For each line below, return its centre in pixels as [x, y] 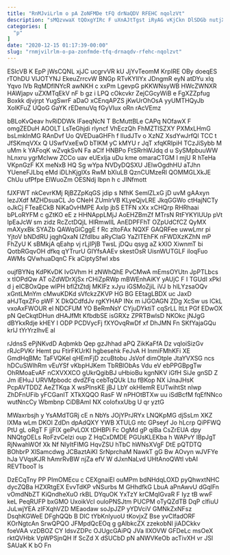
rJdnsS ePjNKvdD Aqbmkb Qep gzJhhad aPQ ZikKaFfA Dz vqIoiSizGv [105, 343]
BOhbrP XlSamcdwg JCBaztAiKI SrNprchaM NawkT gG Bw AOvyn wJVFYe [113, 451]
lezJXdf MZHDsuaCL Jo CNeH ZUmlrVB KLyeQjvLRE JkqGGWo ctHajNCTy [113, 200]
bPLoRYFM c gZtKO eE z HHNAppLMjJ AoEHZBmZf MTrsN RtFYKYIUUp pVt [115, 214]
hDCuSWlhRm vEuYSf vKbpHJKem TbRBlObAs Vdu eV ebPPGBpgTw [104, 365]
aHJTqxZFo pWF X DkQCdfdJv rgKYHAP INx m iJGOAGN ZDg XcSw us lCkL [115, 301]
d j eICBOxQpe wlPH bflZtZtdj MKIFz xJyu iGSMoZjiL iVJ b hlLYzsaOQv [107, 286]
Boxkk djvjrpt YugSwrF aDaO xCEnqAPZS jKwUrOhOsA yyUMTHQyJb [106, 100]
